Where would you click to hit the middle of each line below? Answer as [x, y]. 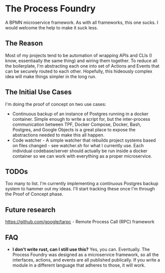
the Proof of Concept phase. [34, 194]
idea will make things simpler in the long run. [51, 76]
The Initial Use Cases [39, 92]
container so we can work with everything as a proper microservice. [82, 156]
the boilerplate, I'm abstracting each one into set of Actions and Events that [82, 66]
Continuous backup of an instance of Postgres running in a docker [80, 114]
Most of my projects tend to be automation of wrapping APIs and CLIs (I [79, 55]
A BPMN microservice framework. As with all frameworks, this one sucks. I [82, 22]
